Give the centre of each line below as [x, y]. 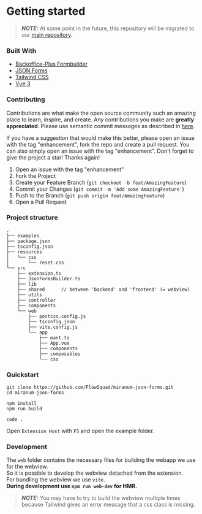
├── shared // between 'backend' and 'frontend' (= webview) [104, 290]
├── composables [60, 354]
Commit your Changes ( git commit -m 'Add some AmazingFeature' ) [100, 189]
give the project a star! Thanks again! [53, 157]
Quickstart [23, 374]
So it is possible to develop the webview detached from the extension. [95, 473]
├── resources [24, 252]
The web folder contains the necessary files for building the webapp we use [101, 460]
